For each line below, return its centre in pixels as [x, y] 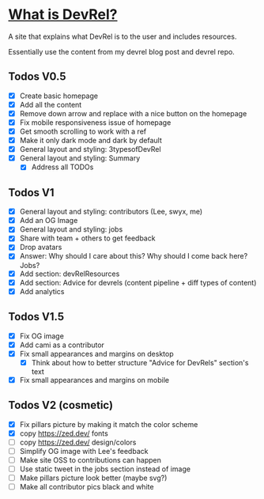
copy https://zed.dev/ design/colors [78, 442]
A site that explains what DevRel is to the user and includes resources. [123, 36]
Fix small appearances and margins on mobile [94, 380]
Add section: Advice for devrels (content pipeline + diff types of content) [138, 282]
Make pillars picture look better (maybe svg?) [93, 478]
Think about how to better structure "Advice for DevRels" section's [140, 362]
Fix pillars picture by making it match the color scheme [109, 424]
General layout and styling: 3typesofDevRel [90, 149]
